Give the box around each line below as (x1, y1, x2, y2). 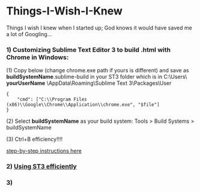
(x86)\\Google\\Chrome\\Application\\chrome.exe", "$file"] (6, 102, 160, 108)
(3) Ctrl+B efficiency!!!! (6, 135, 63, 143)
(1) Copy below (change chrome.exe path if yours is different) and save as (6, 67, 189, 74)
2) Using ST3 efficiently (6, 163, 77, 171)
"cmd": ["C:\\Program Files (17, 96, 87, 103)
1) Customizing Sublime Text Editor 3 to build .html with (6, 45, 171, 54)
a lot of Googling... (6, 30, 52, 37)
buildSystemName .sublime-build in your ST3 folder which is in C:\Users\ (6, 73, 187, 81)
